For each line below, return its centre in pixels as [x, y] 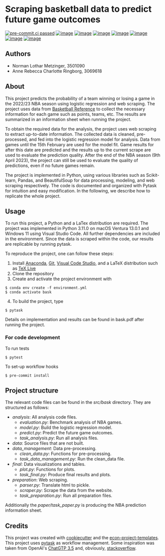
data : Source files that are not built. [48, 443]
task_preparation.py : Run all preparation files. [66, 495]
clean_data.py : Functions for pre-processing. [66, 454]
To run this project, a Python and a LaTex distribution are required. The [77, 223]
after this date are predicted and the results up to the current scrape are [78, 150]
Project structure [32, 391]
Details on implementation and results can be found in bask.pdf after [75, 320]
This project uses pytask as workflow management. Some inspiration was [80, 543]
